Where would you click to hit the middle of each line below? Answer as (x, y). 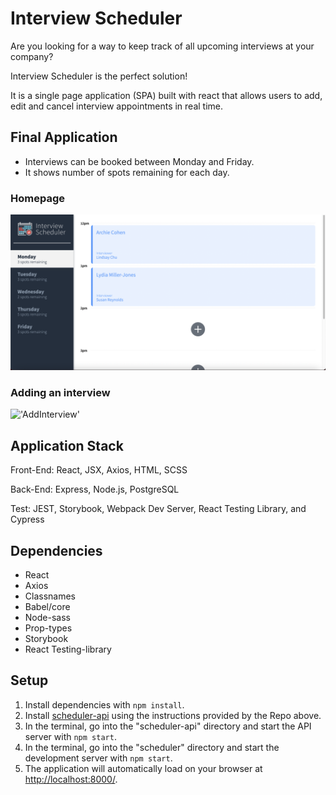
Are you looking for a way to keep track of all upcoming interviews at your (162, 46)
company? (32, 56)
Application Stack (67, 445)
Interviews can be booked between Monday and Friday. (139, 161)
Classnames (50, 596)
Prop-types (48, 628)
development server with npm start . (98, 758)
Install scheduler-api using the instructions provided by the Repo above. (173, 715)
